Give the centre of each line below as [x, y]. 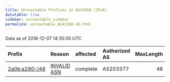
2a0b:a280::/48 [27, 69]
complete [86, 69]
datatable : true [22, 15]
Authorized [116, 51]
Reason [60, 54]
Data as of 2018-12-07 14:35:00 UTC [44, 38]
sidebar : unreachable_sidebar [37, 19]
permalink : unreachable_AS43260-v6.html [49, 24]
